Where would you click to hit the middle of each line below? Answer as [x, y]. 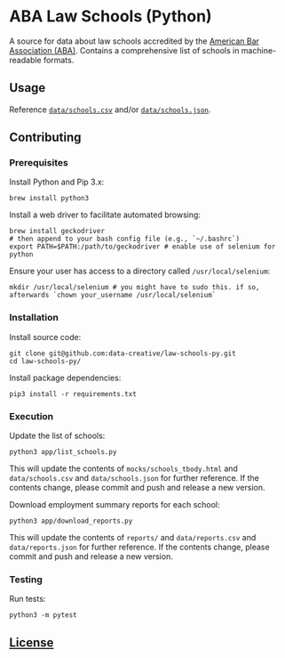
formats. [59, 60]
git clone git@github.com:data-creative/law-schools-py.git [123, 353]
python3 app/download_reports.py [71, 521]
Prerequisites [39, 163]
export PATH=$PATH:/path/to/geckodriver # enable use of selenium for [142, 247]
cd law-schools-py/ [45, 361]
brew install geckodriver [57, 232]
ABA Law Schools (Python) [111, 16]
